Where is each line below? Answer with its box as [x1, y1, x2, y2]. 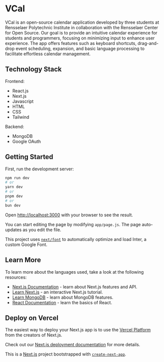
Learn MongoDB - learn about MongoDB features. [12, 294, 114, 300]
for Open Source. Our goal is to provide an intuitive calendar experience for [5, 30, 158, 36]
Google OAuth [12, 138, 41, 144]
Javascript [12, 98, 34, 104]
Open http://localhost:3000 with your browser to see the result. [5, 212, 134, 218]
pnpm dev [5, 194, 23, 199]
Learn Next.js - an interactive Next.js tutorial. [12, 289, 103, 295]
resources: [5, 274, 27, 280]
